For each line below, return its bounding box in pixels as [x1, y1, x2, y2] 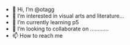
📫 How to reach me [12, 32, 63, 39]
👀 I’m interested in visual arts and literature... [12, 12, 125, 19]
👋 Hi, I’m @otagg [12, 6, 55, 13]
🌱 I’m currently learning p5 [12, 19, 79, 26]
